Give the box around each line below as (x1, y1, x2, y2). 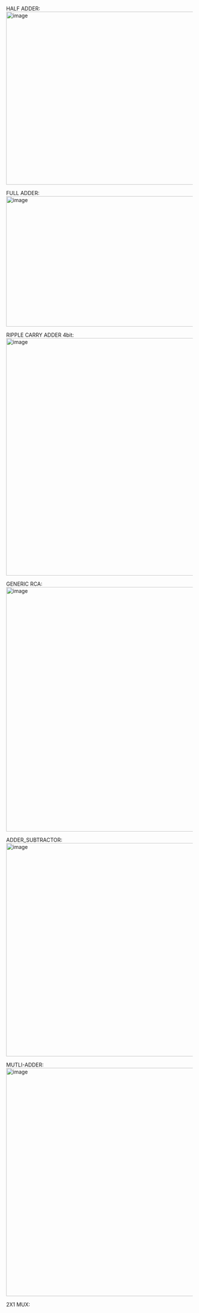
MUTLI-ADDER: (6, 1061, 44, 1068)
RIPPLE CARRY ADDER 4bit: (6, 331, 74, 338)
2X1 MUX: (6, 1301, 31, 1308)
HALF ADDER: (6, 5, 40, 12)
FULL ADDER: (6, 190, 40, 196)
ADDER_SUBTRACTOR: (6, 836, 63, 844)
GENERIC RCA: (6, 580, 43, 587)
